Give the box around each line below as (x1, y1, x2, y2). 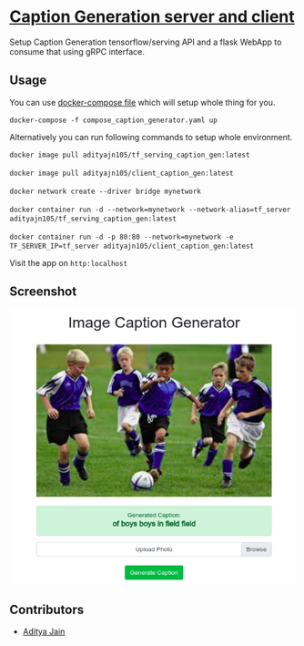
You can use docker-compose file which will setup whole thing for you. (9, 97, 276, 108)
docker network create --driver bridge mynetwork (9, 187, 202, 196)
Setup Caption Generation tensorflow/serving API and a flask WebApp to (9, 36, 282, 47)
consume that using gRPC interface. (9, 46, 146, 56)
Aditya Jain (22, 626, 66, 637)
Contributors (9, 601, 85, 617)
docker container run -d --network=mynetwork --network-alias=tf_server (9, 205, 291, 214)
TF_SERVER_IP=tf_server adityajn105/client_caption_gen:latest (9, 241, 255, 251)
